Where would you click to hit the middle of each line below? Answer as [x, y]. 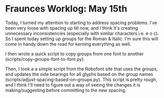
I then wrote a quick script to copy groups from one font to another [74, 54]
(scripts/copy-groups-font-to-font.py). [45, 59]
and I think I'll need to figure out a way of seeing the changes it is [73, 85]
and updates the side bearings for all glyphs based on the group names [79, 74]
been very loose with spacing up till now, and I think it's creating [72, 28]
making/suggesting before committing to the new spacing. [66, 90]
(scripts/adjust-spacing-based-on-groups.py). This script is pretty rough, [81, 79]
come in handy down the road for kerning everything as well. [68, 44]
